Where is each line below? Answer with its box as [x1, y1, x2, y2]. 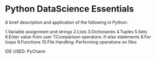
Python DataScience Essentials [5, 3, 134, 15]
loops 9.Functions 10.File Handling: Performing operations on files [5, 39, 137, 44]
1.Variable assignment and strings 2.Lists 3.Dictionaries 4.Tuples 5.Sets [5, 29, 147, 34]
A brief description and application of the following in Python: [5, 19, 128, 25]
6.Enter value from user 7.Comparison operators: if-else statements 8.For [5, 34, 151, 40]
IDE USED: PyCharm [5, 48, 46, 54]
